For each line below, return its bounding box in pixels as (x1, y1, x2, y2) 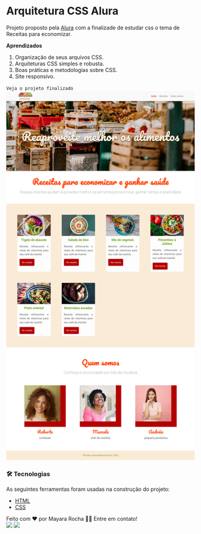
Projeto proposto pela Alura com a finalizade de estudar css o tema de (6, 24, 180, 31)
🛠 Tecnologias (6, 469, 51, 478)
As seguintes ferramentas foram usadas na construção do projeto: (6, 485, 170, 493)
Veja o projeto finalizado (6, 85, 74, 91)
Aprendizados (6, 42, 42, 49)
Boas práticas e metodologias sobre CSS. (14, 66, 118, 73)
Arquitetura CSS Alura (6, 4, 118, 18)
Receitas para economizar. (6, 30, 72, 37)
